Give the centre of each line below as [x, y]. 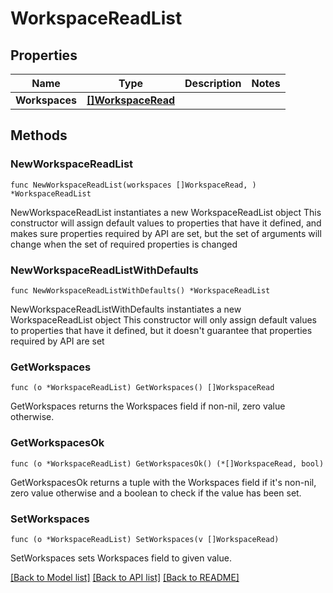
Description [213, 83]
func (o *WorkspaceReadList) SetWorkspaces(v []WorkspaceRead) [145, 539]
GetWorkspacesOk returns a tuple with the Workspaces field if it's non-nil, [163, 482]
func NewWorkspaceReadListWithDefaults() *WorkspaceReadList [140, 290]
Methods [39, 135]
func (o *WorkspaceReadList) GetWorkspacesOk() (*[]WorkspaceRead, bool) [167, 463]
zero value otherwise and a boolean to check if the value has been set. [156, 493]
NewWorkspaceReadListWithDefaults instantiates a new [126, 309]
